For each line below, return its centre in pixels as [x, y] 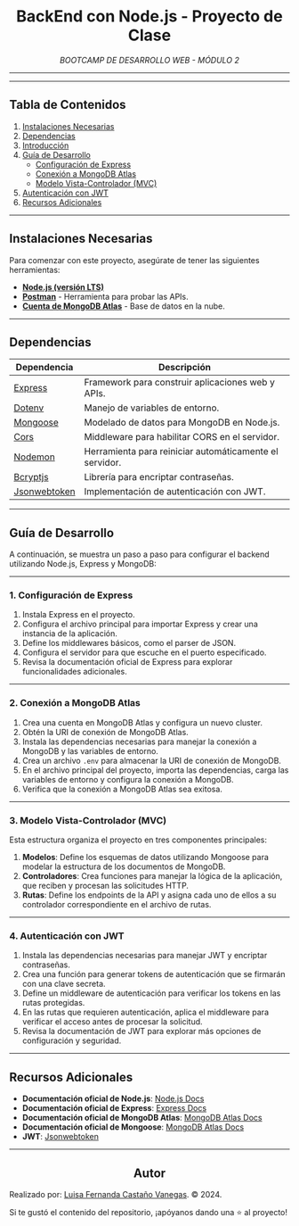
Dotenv [29, 408]
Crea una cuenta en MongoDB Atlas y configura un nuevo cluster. [142, 722]
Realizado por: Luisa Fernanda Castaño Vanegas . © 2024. [116, 1194]
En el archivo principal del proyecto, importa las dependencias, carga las [155, 770]
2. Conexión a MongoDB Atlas [75, 703]
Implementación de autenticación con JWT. [175, 492]
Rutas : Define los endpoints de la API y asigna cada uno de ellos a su [149, 895]
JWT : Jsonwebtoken [61, 1137]
